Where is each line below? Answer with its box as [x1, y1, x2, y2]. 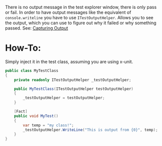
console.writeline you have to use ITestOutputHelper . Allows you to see [5, 15, 154, 20]
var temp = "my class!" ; [23, 123, 74, 128]
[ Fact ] [14, 109, 28, 114]
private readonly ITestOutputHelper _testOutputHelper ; [14, 77, 132, 82]
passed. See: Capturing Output [5, 25, 68, 31]
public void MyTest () [14, 113, 58, 118]
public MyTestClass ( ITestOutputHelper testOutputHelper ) [14, 86, 134, 91]
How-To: [5, 42, 41, 54]
